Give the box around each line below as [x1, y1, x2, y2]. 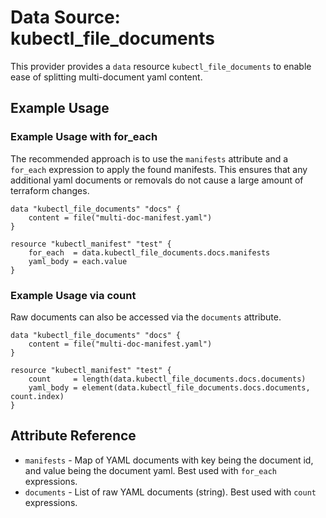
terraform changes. [10, 184, 90, 196]
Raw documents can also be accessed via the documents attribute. [10, 311, 282, 323]
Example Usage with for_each [10, 130, 158, 144]
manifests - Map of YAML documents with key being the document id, [24, 454, 314, 466]
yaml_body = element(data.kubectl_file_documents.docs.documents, [28, 382, 311, 393]
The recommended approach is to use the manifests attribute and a [10, 152, 289, 165]
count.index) [10, 391, 65, 401]
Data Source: [10, 6, 121, 29]
